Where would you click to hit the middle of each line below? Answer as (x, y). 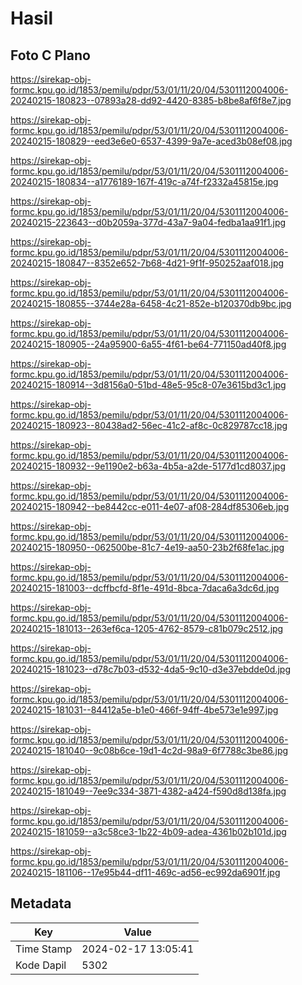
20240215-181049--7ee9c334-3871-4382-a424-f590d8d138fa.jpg (148, 791)
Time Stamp (44, 949)
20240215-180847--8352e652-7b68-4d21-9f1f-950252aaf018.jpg (147, 263)
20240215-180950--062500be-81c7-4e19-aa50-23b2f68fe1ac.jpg (147, 547)
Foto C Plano (50, 55)
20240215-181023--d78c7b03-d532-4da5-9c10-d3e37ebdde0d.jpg (151, 669)
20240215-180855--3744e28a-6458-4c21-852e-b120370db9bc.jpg (151, 303)
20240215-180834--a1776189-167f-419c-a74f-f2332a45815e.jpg (144, 181)
